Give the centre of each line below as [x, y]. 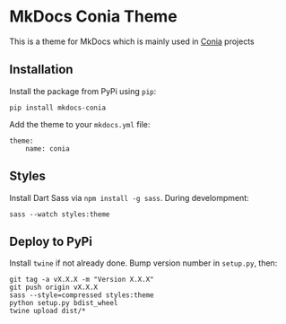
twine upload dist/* [48, 311]
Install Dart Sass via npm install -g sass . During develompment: [129, 197]
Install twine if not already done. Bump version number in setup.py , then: [143, 263]
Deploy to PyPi [51, 241]
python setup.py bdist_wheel [64, 303]
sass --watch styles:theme [60, 214]
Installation [41, 70]
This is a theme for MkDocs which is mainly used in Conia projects [132, 41]
